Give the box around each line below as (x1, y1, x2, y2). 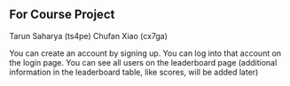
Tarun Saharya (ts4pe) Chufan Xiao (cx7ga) (9, 30, 169, 41)
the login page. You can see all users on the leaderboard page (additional (9, 57, 278, 67)
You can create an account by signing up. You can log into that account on (9, 48, 282, 59)
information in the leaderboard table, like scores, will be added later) (9, 66, 259, 77)
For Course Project (9, 7, 115, 22)
